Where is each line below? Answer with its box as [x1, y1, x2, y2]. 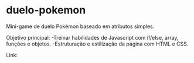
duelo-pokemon [6, 3, 86, 17]
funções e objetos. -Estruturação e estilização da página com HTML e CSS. [6, 40, 189, 47]
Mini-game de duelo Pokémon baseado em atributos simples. [6, 23, 155, 30]
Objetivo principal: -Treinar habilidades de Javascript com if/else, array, [6, 34, 179, 41]
